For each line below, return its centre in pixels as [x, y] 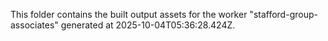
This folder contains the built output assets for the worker [129, 14]
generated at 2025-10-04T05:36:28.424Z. [148, 25]
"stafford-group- [283, 14]
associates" [34, 25]
